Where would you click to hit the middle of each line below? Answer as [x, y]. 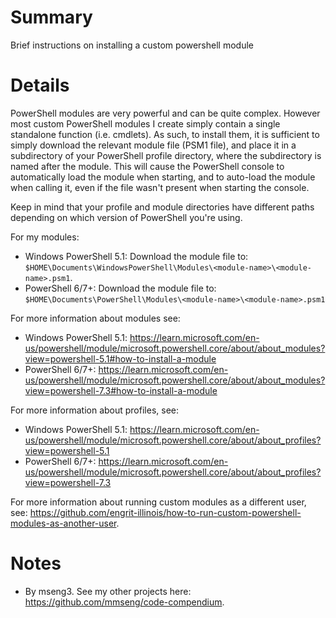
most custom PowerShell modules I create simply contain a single [145, 123]
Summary [51, 17]
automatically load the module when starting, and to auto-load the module [163, 177]
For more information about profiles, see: [94, 410]
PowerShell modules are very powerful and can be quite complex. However [165, 113]
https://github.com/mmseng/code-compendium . [124, 602]
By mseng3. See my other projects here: [108, 591]
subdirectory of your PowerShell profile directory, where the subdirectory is [166, 155]
